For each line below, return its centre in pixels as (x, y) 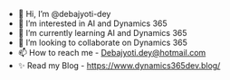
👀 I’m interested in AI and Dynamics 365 (92, 23)
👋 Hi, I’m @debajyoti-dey (64, 14)
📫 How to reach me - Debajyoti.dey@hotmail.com (112, 53)
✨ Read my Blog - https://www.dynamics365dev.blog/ (119, 66)
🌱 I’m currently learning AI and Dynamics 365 (102, 33)
